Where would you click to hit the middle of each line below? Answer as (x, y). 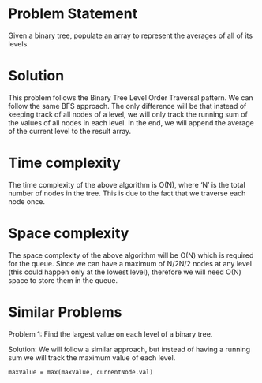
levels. (19, 43)
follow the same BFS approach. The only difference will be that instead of (127, 106)
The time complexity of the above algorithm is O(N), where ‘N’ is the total (127, 184)
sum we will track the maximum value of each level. (92, 357)
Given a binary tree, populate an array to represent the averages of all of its (131, 35)
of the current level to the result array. (70, 131)
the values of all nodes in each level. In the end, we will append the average (131, 122)
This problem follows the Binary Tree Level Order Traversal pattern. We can (131, 97)
